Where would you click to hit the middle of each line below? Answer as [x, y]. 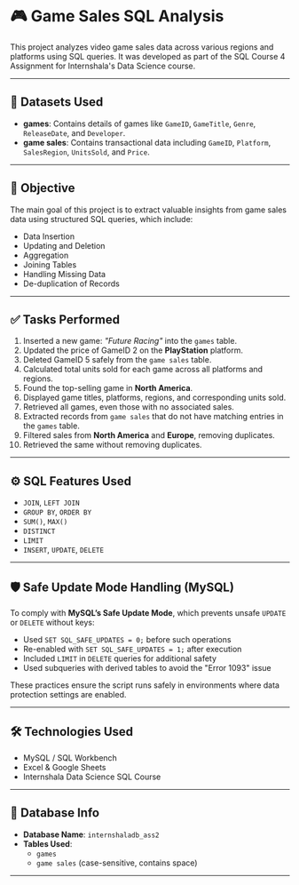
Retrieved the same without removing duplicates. [112, 445]
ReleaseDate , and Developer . [74, 132]
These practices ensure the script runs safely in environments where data [145, 685]
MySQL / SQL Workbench [70, 757]
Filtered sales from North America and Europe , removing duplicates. [149, 435]
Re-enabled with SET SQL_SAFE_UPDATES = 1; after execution [132, 649]
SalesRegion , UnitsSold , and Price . [86, 152]
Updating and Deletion [64, 245]
